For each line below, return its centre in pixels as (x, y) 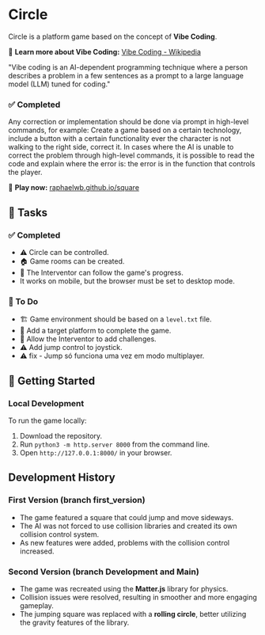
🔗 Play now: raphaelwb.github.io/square (74, 188)
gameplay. (36, 605)
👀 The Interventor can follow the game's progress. (101, 272)
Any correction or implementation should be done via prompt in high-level (129, 122)
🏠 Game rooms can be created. (72, 261)
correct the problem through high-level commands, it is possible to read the (131, 155)
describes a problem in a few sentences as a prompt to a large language (126, 75)
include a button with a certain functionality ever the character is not (120, 139)
